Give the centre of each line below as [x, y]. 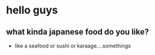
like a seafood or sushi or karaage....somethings [73, 46]
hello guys [32, 10]
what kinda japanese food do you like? [77, 32]
